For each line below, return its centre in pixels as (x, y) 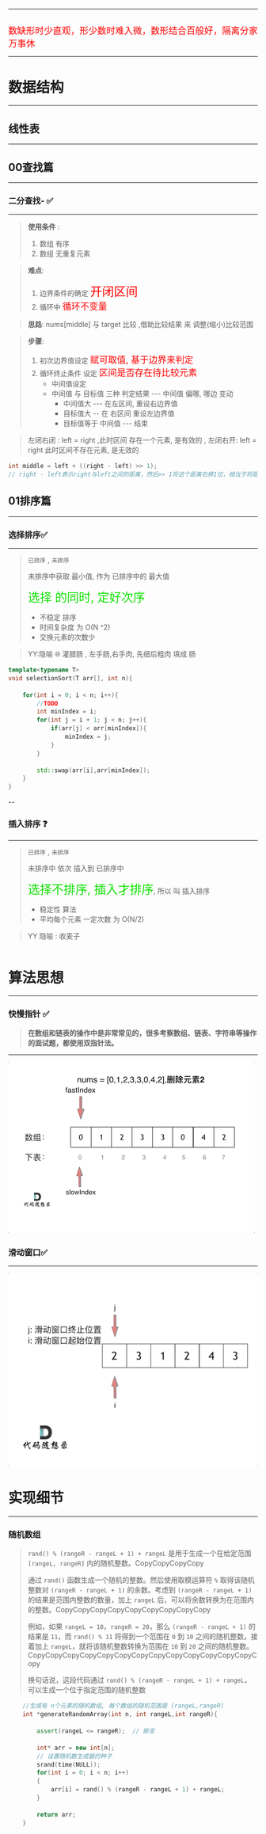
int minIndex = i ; (67, 712)
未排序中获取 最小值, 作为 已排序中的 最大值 (99, 576)
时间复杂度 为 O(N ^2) (75, 627)
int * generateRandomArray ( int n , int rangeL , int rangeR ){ (120, 1714)
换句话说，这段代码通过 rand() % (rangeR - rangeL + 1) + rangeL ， (139, 1680)
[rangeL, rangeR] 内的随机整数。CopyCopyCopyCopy (116, 1563)
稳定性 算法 (58, 909)
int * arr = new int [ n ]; (76, 1748)
